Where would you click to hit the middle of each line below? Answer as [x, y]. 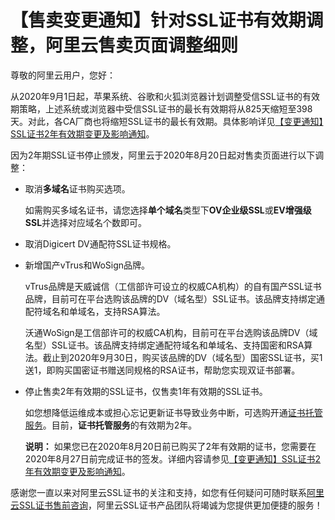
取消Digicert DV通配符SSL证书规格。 [100, 243]
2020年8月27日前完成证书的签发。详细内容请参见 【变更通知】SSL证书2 [173, 458]
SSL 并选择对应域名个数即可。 [86, 222]
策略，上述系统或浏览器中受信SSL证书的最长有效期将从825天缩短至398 [165, 108]
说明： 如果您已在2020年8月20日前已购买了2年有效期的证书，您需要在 [170, 446]
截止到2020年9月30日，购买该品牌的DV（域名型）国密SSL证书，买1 [182, 357]
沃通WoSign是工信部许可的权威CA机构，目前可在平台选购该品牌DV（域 [171, 332]
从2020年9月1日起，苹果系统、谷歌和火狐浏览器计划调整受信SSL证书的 [156, 96]
